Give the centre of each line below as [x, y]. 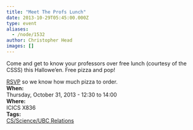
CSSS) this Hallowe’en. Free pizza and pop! [61, 70]
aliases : [17, 29]
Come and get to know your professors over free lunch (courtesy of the [96, 63]
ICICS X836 [21, 107]
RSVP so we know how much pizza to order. [62, 81]
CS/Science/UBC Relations [40, 120]
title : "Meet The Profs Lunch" [46, 12]
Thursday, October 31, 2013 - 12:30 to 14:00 [62, 95]
